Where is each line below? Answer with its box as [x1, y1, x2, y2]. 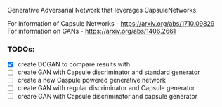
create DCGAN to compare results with [17, 60, 131, 69]
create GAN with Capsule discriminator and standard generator [17, 68, 200, 76]
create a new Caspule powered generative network [17, 76, 166, 85]
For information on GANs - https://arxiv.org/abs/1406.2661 [7, 27, 176, 35]
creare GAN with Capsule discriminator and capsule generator [17, 92, 198, 100]
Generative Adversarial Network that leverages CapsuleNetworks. [7, 6, 198, 14]
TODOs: [7, 44, 35, 54]
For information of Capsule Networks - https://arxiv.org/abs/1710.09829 [7, 20, 215, 27]
